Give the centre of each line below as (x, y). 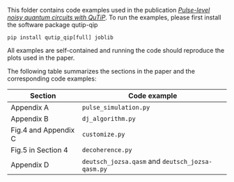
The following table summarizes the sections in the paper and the (101, 71)
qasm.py (95, 169)
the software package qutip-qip (53, 25)
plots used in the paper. (41, 58)
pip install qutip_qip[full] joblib (60, 38)
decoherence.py (107, 150)
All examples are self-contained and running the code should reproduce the (116, 50)
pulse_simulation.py (116, 107)
